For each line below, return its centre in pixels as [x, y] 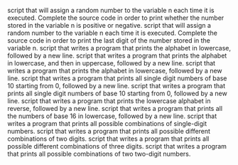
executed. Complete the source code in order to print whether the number [116, 18]
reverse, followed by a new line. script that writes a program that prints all [115, 108]
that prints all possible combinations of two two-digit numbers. [99, 154]
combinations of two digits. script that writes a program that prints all [108, 139]
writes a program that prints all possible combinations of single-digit [107, 123]
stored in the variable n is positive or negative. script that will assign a [109, 25]
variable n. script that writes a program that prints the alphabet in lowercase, [119, 48]
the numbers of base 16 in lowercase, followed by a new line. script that [112, 116]
